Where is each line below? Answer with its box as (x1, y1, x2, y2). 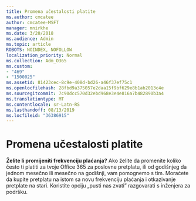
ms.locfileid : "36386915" (6, 112, 69, 118)
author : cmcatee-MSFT (6, 19, 59, 25)
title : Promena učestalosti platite (6, 8, 96, 15)
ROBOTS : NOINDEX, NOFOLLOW (6, 47, 72, 53)
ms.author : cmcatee (6, 14, 54, 20)
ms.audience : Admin (6, 36, 54, 42)
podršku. (6, 189, 28, 196)
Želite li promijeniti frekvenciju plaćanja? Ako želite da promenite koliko (6, 157, 181, 165)
